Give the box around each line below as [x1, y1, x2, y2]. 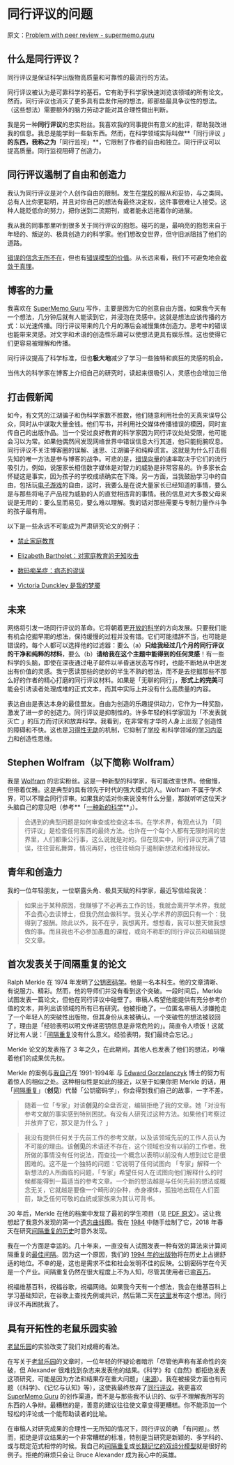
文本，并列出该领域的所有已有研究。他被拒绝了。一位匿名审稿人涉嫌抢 [19, 1004, 221, 1013]
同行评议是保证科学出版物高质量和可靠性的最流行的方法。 [7, 73, 172, 81]
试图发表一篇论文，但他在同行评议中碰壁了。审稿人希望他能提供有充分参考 [7, 996, 221, 1004]
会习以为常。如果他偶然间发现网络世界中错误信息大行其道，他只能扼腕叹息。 [7, 437, 227, 446]
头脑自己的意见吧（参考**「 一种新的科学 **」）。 [7, 802, 142, 811]
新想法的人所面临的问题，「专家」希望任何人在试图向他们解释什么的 [24, 1168, 217, 1177]
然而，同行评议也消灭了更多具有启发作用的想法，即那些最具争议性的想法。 [7, 96, 221, 105]
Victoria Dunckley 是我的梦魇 [17, 581, 101, 590]
